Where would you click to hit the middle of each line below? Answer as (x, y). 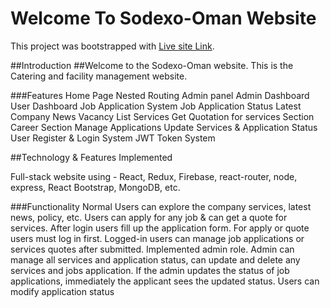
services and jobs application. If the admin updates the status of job (150, 270)
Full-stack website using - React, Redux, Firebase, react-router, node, (154, 176)
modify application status (62, 291)
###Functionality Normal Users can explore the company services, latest (161, 206)
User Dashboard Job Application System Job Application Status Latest (156, 106)
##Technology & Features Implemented (91, 157)
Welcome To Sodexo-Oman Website (163, 18)
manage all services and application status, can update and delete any (155, 259)
